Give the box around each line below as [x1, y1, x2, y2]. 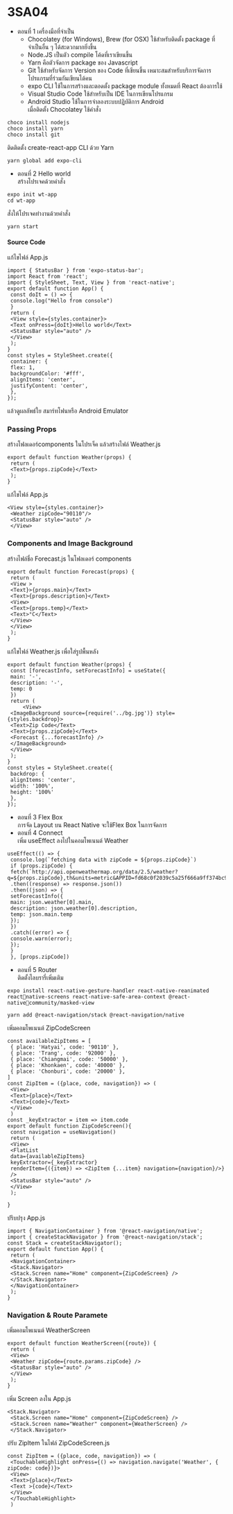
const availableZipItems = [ [7, 1037, 92, 1044]
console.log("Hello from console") [10, 298, 113, 305]
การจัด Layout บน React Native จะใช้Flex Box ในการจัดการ [17, 820, 168, 829]
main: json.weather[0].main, [10, 899, 95, 905]
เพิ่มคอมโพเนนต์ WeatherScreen [7, 1326, 91, 1334]
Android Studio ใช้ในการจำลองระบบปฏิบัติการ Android [27, 97, 164, 105]
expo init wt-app [7, 191, 58, 198]
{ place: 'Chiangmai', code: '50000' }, [10, 1055, 129, 1062]
